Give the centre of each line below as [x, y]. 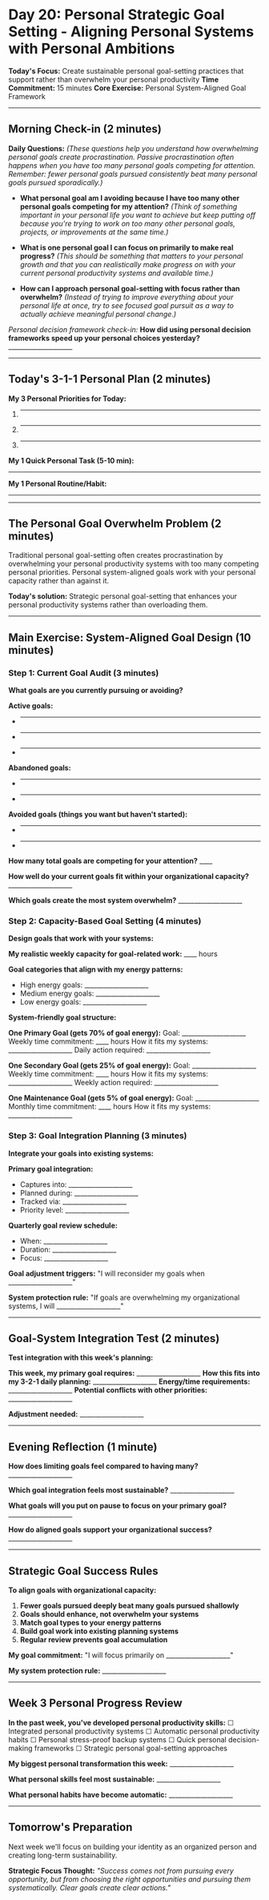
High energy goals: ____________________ [84, 985]
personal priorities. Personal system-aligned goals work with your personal [132, 572]
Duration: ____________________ [68, 1249]
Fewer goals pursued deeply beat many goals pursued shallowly [129, 1605]
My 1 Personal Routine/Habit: [58, 483]
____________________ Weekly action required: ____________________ [113, 1083]
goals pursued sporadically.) [56, 182]
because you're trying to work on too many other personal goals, [128, 223]
